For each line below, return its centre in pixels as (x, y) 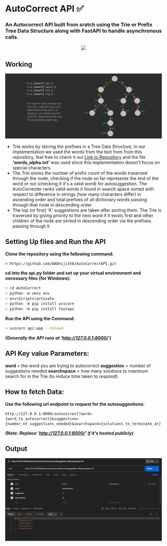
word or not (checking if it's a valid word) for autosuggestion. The (80, 184)
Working (19, 64)
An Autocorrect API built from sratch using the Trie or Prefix (79, 24)
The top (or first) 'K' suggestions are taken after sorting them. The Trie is (87, 210)
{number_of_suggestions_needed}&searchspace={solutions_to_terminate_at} (83, 424)
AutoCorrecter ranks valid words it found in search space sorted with (83, 189)
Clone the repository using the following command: (59, 254)
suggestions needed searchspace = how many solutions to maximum (77, 371)
